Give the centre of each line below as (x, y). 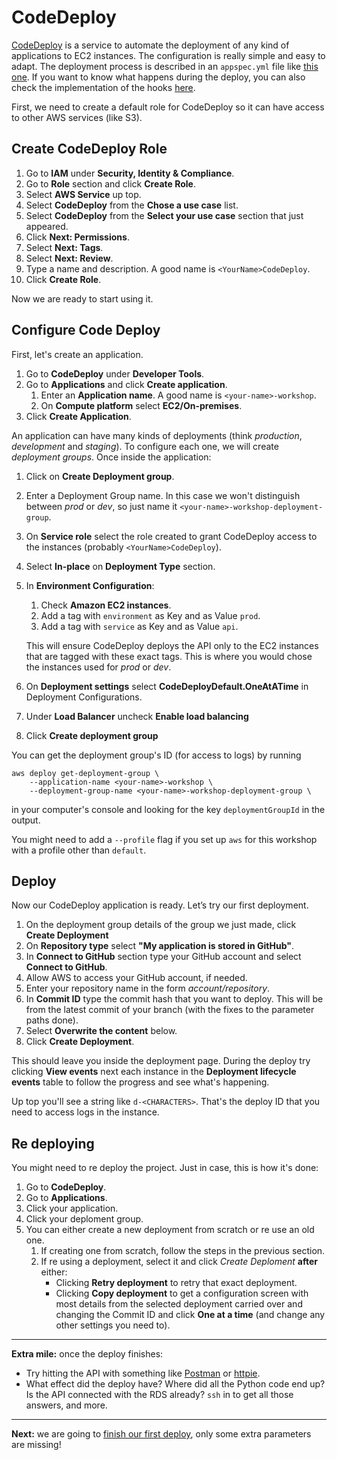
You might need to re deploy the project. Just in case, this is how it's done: (165, 1168)
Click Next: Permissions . (77, 237)
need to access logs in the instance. (85, 1112)
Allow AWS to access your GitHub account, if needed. (136, 978)
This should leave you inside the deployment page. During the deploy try (161, 1061)
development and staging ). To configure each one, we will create (145, 446)
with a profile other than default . (79, 850)
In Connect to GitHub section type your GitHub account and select (163, 957)
